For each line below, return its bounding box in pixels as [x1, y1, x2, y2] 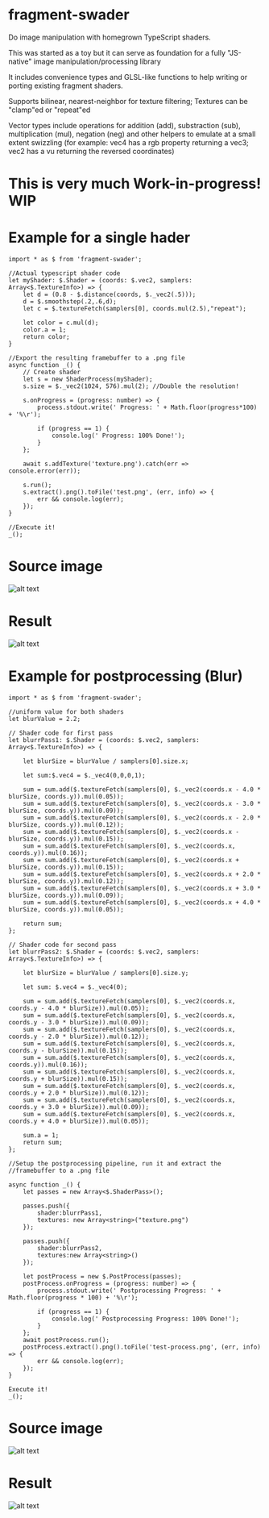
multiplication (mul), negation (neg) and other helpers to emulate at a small [8, 129, 256, 139]
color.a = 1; [23, 326, 67, 334]
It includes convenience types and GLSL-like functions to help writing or [8, 72, 248, 81]
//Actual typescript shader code [8, 269, 121, 277]
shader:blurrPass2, [37, 1244, 103, 1252]
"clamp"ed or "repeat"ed [8, 105, 91, 115]
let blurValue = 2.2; [8, 715, 81, 723]
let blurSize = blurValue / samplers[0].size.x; [23, 757, 189, 765]
